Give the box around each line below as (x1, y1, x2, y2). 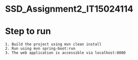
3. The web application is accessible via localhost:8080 (5, 50, 126, 56)
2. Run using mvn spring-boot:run (5, 46, 76, 51)
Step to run (5, 26, 51, 37)
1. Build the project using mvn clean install (5, 42, 102, 47)
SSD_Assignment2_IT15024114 (5, 3, 134, 15)
